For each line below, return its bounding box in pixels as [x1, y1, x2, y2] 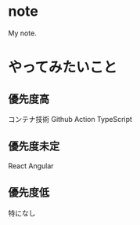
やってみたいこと [8, 58, 117, 76]
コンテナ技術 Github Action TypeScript [8, 114, 133, 124]
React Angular [8, 160, 54, 171]
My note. [8, 28, 37, 38]
